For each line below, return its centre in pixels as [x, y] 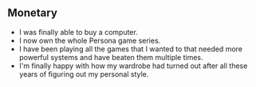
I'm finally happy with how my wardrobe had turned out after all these [133, 66]
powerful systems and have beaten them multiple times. [111, 57]
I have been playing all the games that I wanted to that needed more [130, 49]
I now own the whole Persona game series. [90, 40]
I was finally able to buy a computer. [79, 32]
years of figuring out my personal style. [84, 74]
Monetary [32, 13]
